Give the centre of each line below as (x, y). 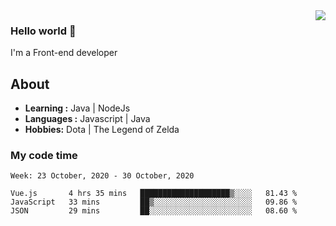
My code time (44, 156)
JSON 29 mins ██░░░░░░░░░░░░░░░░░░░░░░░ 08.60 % (154, 211)
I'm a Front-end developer (64, 53)
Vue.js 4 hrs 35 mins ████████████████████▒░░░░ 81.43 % (154, 194)
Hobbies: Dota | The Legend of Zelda (102, 130)
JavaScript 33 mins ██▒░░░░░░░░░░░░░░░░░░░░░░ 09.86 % (154, 202)
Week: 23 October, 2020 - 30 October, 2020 (102, 176)
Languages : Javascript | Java (87, 119)
